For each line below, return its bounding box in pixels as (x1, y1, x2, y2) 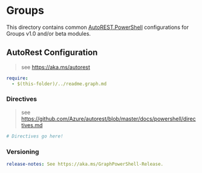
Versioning (6, 147, 39, 156)
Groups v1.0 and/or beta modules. (6, 30, 91, 37)
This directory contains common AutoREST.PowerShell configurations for (6, 24, 189, 31)
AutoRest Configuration (6, 48, 98, 58)
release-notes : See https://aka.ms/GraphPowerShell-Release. (6, 161, 164, 167)
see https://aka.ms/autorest (21, 63, 91, 71)
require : (6, 75, 28, 81)
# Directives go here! (6, 133, 64, 139)
